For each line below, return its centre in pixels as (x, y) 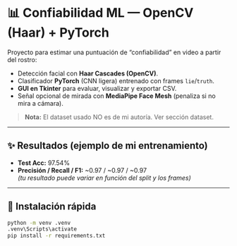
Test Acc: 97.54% (44, 163)
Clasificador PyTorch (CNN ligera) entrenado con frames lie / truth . (116, 80)
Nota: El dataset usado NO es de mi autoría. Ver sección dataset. (119, 117)
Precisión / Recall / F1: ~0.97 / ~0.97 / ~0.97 (82, 170)
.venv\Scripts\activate (42, 229)
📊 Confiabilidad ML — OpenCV (101, 13)
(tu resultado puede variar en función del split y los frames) (104, 178)
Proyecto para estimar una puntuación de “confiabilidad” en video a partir (114, 52)
